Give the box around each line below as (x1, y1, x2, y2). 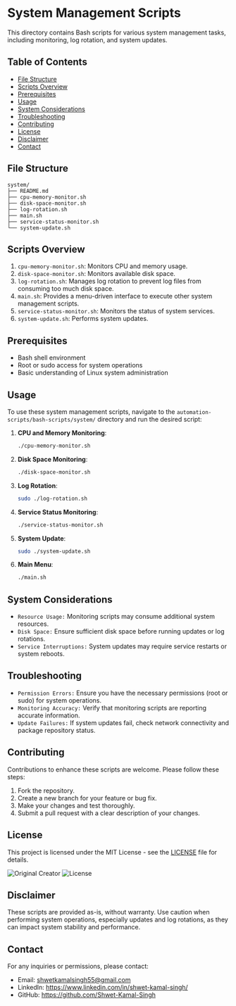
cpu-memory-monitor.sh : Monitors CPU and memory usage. (17, 262, 188, 270)
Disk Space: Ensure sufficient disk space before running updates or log (17, 627, 225, 636)
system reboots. (17, 650, 65, 658)
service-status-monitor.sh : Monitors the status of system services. (17, 307, 215, 315)
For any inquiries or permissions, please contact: (7, 962, 149, 971)
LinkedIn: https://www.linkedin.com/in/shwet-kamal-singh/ (17, 983, 188, 992)
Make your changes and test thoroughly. (17, 801, 135, 810)
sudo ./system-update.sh (17, 548, 91, 555)
